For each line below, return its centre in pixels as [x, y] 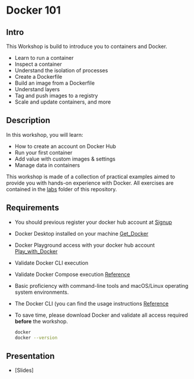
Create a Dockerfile [38, 77]
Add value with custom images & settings [65, 159]
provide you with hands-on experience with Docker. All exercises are [90, 183]
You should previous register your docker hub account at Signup [93, 222]
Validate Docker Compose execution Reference [72, 274]
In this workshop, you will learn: [45, 134]
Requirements [33, 208]
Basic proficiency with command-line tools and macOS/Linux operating [101, 285]
